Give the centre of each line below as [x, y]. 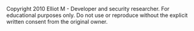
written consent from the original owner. [57, 22]
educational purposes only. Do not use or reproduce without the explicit [97, 15]
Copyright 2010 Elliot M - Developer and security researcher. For [88, 9]
